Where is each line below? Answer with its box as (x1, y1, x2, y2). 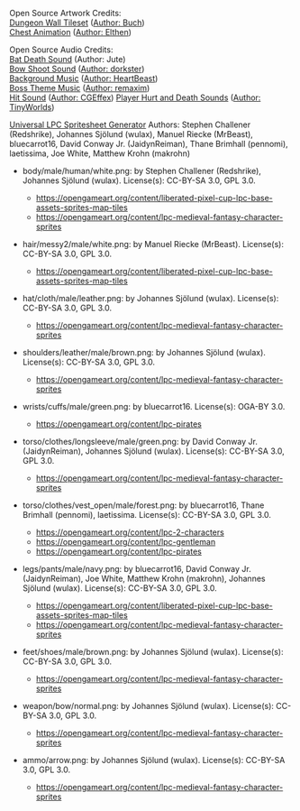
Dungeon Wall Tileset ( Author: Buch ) (9, 17, 146, 28)
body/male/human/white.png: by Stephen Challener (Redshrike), (22, 166, 261, 176)
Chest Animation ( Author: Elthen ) (9, 27, 132, 37)
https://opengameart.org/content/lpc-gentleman (35, 537, 216, 547)
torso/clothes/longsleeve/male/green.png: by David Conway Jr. (22, 437, 259, 447)
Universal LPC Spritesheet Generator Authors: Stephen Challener (9, 119, 251, 130)
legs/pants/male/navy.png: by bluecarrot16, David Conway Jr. (22, 564, 251, 574)
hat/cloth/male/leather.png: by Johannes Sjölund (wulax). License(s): (22, 293, 279, 303)
